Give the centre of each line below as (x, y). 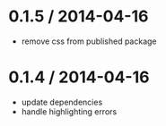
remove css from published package (89, 41)
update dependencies (62, 102)
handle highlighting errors (69, 111)
